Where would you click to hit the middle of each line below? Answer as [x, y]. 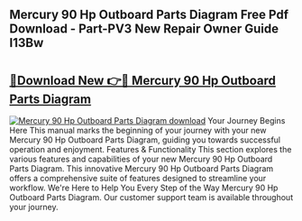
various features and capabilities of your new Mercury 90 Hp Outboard [141, 159]
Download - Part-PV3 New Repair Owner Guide [144, 29]
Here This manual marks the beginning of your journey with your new [138, 130]
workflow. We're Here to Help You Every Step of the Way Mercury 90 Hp [144, 188]
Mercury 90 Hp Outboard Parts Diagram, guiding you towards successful [145, 140]
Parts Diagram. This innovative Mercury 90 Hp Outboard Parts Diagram [142, 169]
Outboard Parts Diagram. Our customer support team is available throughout [151, 197]
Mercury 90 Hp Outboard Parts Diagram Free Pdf [149, 15]
